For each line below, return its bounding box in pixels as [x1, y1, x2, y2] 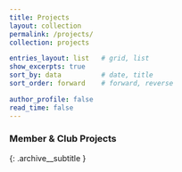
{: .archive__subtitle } [9, 152, 87, 163]
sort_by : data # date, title [9, 70, 153, 80]
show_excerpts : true [9, 62, 87, 71]
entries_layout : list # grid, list [9, 54, 150, 63]
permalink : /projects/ [9, 29, 94, 38]
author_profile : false [9, 94, 94, 103]
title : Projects [9, 12, 70, 22]
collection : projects [9, 37, 90, 47]
